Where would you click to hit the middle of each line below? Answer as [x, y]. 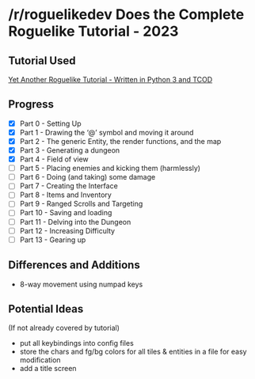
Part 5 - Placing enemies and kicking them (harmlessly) [110, 169]
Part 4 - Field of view [54, 159]
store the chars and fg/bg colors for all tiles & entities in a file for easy [133, 352]
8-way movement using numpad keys [81, 284]
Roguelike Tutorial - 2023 [93, 31]
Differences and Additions [74, 265]
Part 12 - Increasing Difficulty [67, 230]
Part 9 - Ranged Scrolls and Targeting [81, 204]
